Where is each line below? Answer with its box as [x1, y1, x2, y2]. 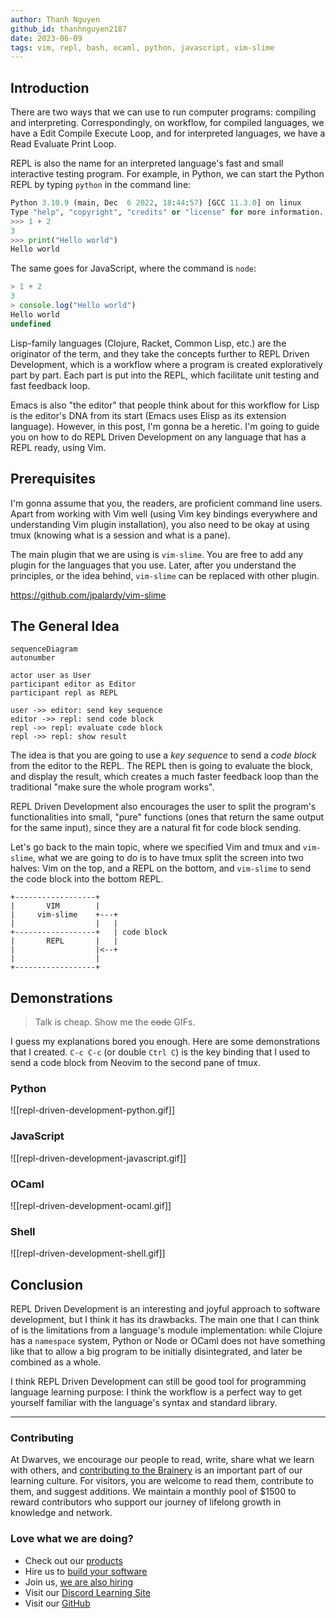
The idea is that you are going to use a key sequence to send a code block [10, 749, 317, 761]
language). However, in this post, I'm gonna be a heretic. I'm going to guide [10, 420, 320, 432]
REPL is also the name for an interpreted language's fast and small [10, 157, 284, 170]
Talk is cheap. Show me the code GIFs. [34, 1016, 196, 1028]
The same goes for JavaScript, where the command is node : [10, 262, 257, 275]
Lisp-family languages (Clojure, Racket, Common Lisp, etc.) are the [10, 337, 287, 349]
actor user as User [10, 671, 92, 681]
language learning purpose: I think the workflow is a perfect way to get [10, 1386, 303, 1398]
